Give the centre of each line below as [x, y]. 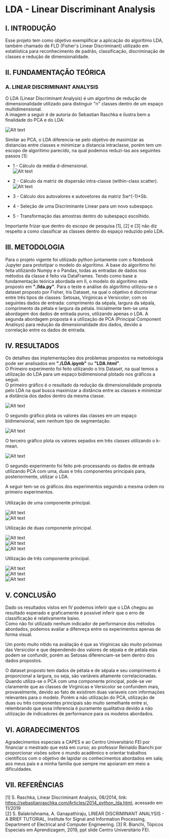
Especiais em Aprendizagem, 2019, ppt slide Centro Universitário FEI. [78, 830]
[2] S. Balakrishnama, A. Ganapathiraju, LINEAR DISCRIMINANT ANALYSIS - [85, 814]
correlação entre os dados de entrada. [45, 330]
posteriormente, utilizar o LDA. [37, 477]
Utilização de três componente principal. [48, 558]
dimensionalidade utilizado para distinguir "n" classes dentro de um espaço [84, 103]
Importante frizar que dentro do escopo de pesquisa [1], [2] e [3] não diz [81, 226]
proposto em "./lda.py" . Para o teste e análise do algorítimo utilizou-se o [81, 287]
